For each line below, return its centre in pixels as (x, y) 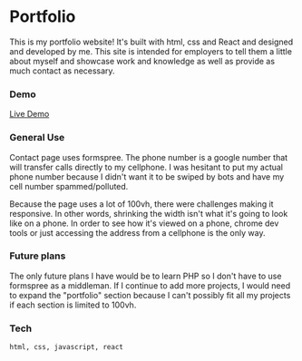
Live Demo (29, 114)
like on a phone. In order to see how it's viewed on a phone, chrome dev (144, 223)
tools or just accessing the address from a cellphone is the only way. (137, 232)
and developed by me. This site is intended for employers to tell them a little (151, 51)
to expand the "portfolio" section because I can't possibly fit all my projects (150, 295)
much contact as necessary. (62, 71)
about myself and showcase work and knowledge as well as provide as (142, 61)
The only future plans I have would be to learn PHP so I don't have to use (146, 276)
